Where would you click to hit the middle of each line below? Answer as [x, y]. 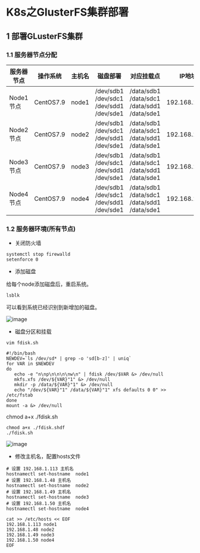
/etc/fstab [20, 395]
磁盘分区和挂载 [33, 332]
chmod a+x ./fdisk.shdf [36, 428]
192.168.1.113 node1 [32, 525]
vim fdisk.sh [22, 343]
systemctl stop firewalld [38, 255]
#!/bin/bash [21, 353]
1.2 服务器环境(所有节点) [41, 229]
